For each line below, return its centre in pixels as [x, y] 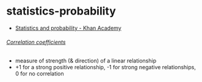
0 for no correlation [39, 73]
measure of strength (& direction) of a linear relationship [86, 61]
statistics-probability [61, 11]
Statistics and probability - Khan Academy [68, 28]
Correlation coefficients [36, 42]
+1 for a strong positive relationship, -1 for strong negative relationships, [106, 67]
